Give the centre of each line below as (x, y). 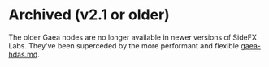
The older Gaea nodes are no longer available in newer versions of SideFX (133, 37)
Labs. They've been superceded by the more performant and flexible (124, 45)
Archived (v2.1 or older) (89, 15)
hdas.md (23, 54)
